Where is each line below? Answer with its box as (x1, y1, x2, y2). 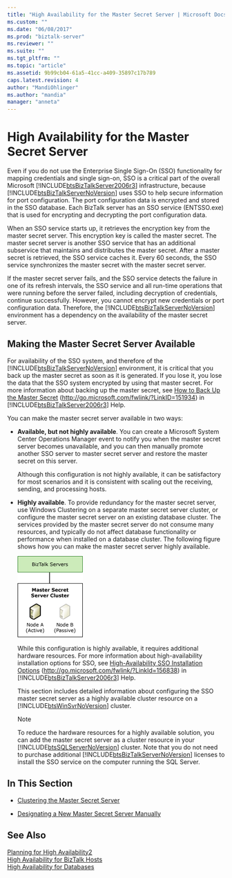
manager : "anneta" (7, 99, 60, 106)
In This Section (7, 778, 73, 790)
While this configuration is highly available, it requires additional (17, 644, 199, 652)
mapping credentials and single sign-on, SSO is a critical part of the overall (7, 174, 220, 182)
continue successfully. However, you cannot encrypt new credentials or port (7, 296, 224, 305)
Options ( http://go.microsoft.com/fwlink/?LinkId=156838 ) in (17, 666, 187, 674)
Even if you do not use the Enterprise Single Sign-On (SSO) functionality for (7, 166, 222, 175)
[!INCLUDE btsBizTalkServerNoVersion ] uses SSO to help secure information (7, 189, 223, 197)
